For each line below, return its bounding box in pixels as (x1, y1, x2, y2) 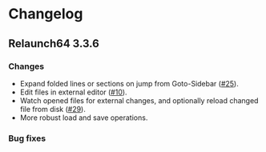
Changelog (8, 5, 83, 23)
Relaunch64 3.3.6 (8, 37, 100, 50)
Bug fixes (8, 133, 46, 144)
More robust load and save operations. (19, 113, 148, 122)
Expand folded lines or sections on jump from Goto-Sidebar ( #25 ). (19, 78, 239, 88)
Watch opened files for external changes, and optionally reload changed (19, 95, 259, 105)
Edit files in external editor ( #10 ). (19, 87, 127, 97)
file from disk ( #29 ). (19, 104, 86, 114)
